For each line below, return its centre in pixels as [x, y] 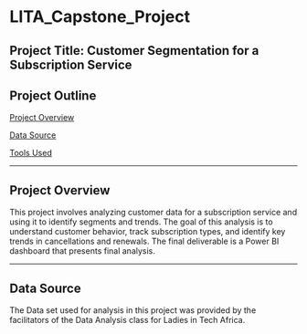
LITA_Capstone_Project [100, 17]
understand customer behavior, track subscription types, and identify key [148, 232]
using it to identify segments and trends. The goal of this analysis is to [141, 222]
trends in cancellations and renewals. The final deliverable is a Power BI [144, 241]
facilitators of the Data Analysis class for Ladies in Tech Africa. [127, 320]
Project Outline [53, 95]
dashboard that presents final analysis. [82, 251]
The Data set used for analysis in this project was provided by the [133, 310]
